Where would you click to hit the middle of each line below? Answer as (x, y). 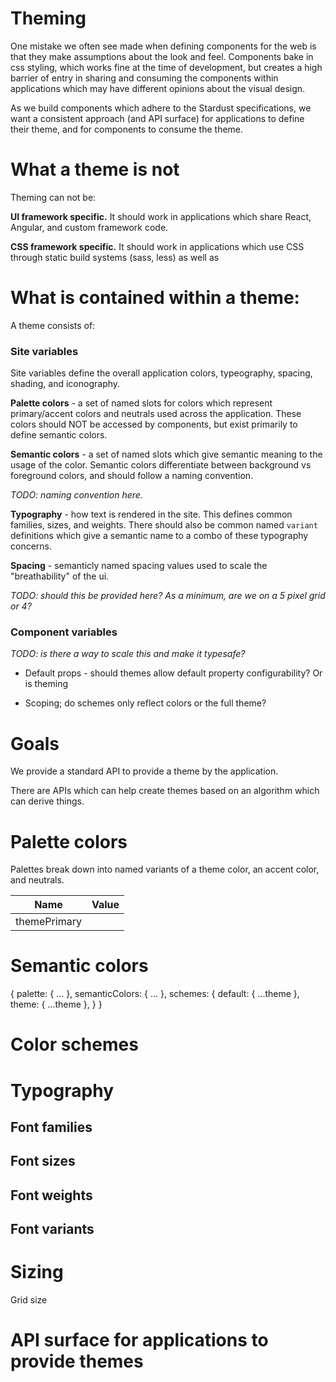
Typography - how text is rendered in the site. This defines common (151, 514)
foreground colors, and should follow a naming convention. (132, 476)
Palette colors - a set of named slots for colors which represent (141, 403)
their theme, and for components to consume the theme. (127, 129)
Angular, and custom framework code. (89, 227)
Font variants (52, 1229)
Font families (51, 1127)
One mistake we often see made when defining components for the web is (163, 46)
